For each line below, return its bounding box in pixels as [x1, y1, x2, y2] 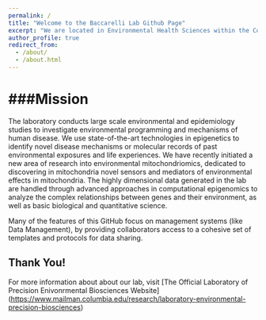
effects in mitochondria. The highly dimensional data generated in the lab [8, 175, 247, 185]
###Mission [8, 91, 89, 108]
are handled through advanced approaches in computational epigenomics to [8, 183, 258, 193]
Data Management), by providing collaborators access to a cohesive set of [8, 224, 252, 234]
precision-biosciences [8, 303, 82, 312]
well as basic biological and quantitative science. [8, 200, 168, 210]
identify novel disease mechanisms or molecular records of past [8, 141, 218, 151]
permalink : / [8, 11, 51, 20]
